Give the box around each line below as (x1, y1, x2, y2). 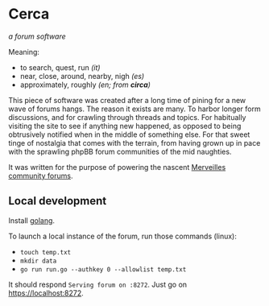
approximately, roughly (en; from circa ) (19, 80, 151, 89)
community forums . (8, 171, 73, 180)
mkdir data (19, 257, 57, 265)
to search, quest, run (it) (19, 62, 101, 72)
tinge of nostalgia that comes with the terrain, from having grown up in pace (8, 138, 261, 147)
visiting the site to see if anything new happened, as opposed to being (8, 121, 242, 130)
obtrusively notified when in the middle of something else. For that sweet (8, 130, 250, 139)
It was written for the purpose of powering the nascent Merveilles (8, 162, 226, 172)
